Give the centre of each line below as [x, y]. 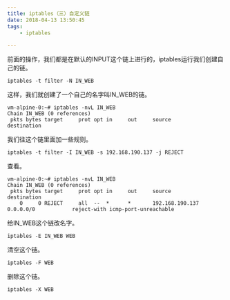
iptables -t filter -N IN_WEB [51, 81]
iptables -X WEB [30, 290]
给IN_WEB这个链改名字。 [43, 223]
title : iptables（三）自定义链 [48, 13]
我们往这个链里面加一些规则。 [49, 139]
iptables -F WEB [30, 263]
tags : [15, 26]
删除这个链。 [25, 277]
